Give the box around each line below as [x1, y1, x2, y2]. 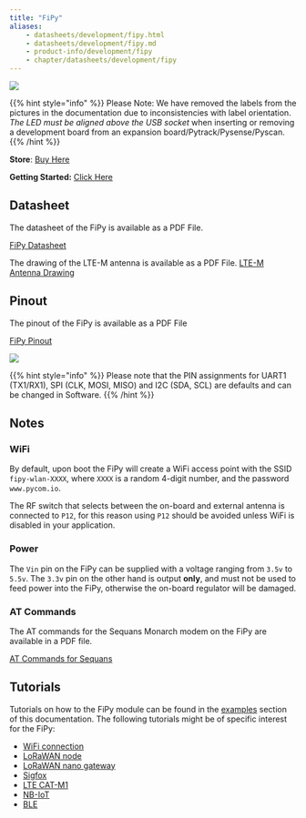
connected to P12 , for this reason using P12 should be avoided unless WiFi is [9, 510, 295, 521]
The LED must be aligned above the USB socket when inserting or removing [9, 117, 295, 127]
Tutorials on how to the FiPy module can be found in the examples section [9, 703, 287, 714]
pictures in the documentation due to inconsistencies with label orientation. [9, 107, 291, 118]
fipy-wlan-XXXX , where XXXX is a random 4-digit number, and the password [9, 473, 290, 484]
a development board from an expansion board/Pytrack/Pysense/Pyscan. [9, 126, 285, 137]
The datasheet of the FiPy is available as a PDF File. [9, 222, 203, 233]
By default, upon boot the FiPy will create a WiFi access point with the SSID [9, 463, 292, 474]
